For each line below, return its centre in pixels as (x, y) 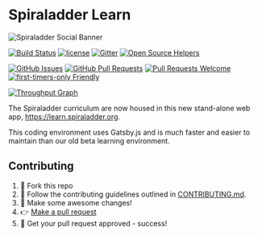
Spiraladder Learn (70, 15)
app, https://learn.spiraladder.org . (64, 116)
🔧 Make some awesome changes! (76, 202)
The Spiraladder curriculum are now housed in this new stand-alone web (129, 108)
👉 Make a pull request (58, 212)
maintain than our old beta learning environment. (89, 141)
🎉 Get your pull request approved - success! (94, 223)
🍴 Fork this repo (46, 185)
